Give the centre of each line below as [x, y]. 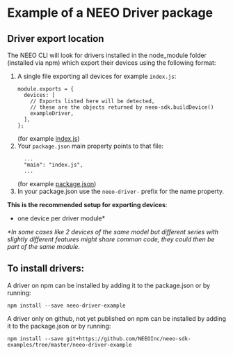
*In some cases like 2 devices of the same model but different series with [113, 232]
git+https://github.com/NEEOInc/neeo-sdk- [129, 339]
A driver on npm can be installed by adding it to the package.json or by [109, 285]
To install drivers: [46, 269]
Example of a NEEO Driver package [110, 13]
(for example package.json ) [57, 184]
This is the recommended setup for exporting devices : [87, 205]
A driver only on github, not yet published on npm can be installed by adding [117, 318]
